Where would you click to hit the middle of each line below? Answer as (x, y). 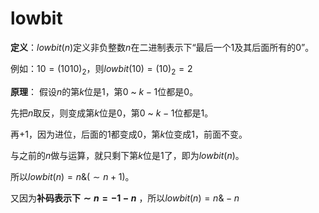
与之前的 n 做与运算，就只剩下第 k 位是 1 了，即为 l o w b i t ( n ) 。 (127, 155)
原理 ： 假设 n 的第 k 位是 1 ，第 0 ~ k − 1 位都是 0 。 (104, 91)
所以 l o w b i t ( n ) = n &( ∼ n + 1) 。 (72, 176)
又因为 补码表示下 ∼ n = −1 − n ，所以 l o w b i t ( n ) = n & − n (125, 198)
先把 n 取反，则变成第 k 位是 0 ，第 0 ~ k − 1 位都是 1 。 (112, 113)
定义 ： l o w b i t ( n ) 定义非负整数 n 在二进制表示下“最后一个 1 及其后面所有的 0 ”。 (162, 47)
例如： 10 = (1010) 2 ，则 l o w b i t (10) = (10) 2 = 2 (101, 69)
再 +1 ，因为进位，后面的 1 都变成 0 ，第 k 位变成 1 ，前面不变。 (129, 134)
